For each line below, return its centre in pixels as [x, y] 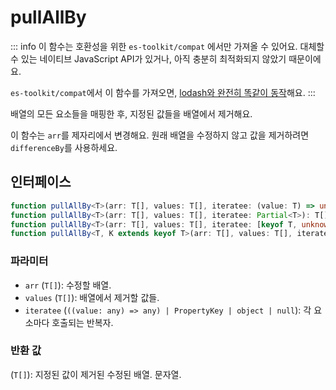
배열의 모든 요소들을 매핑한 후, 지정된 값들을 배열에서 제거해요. [131, 113]
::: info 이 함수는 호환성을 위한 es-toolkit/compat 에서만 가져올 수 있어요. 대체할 [167, 46]
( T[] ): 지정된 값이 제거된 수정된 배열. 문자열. [96, 374]
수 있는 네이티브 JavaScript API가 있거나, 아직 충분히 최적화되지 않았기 [148, 58]
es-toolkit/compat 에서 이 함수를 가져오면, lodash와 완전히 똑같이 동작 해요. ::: [163, 92]
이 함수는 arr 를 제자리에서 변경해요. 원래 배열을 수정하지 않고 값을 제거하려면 [160, 135]
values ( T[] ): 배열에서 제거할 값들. [92, 297]
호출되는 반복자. [82, 322]
